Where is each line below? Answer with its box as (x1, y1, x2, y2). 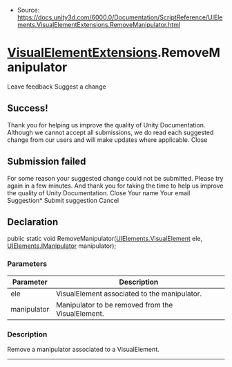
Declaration (7, 216, 59, 228)
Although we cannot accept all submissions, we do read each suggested (7, 128, 214, 136)
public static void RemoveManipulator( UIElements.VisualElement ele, (7, 235, 203, 243)
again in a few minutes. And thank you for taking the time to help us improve (7, 181, 224, 190)
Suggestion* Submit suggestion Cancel (7, 196, 119, 204)
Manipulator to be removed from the (56, 300, 173, 310)
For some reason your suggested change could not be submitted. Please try (7, 174, 224, 182)
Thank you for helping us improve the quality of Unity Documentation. (7, 120, 206, 129)
